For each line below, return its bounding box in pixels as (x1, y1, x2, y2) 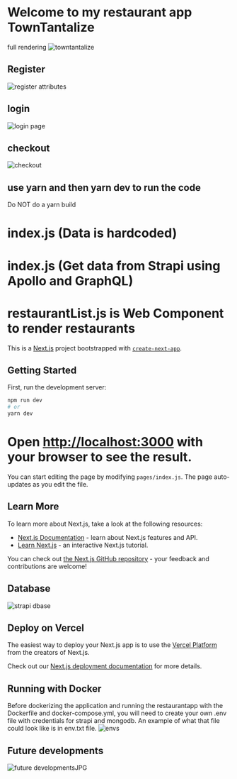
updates (7, 480, 32, 488)
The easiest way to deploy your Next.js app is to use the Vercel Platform (7, 641, 218, 649)
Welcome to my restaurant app (7, 4, 192, 21)
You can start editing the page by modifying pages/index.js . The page (7, 473, 213, 481)
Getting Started (7, 364, 77, 376)
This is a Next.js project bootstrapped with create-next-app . (7, 343, 183, 352)
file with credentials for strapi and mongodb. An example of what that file (7, 717, 221, 725)
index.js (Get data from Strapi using (7, 258, 221, 274)
